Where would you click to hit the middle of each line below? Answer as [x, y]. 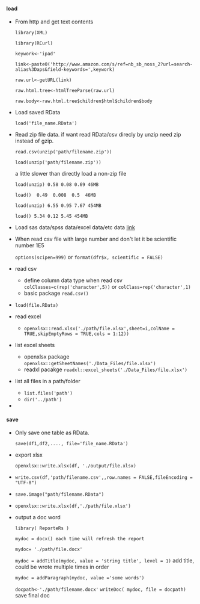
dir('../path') [43, 400]
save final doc [32, 596]
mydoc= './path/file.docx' [49, 550]
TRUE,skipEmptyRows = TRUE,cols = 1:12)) [76, 334]
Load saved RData [38, 112]
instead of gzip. [34, 141]
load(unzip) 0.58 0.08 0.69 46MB [57, 185]
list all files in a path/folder [47, 381]
